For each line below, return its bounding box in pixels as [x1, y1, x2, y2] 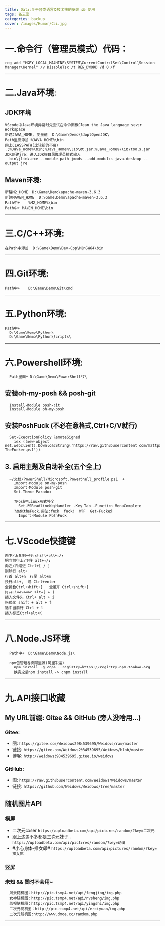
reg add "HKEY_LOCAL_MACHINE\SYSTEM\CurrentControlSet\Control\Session [5, 60, 155, 66]
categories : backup [5, 16, 45, 21]
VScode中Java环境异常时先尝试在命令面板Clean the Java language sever [5, 123, 142, 128]
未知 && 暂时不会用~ [5, 878, 53, 885]
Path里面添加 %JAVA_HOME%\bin [5, 138, 64, 143]
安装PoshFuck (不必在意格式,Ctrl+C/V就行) [5, 421, 137, 430]
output [5, 161, 19, 166]
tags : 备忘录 [5, 12, 29, 17]
